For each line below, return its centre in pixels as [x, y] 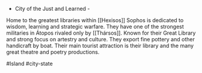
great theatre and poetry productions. [53, 52]
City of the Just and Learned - [52, 9]
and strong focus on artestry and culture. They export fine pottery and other [101, 39]
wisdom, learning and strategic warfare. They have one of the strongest [95, 27]
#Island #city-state [29, 63]
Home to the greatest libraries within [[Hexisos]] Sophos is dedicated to [95, 20]
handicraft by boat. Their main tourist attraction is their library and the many [100, 45]
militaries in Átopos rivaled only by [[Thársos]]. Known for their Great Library [101, 33]
